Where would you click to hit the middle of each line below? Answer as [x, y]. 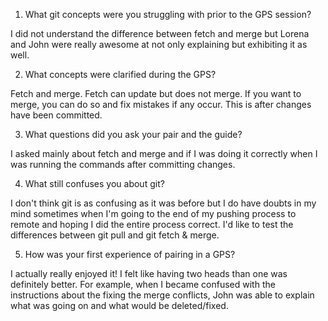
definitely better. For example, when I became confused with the [143, 284]
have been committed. [56, 115]
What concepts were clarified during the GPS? [120, 74]
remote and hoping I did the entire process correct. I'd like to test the [152, 224]
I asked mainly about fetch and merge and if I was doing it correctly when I [164, 153]
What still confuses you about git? [94, 183]
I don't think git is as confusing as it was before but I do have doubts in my [163, 203]
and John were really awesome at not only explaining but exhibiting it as [159, 44]
